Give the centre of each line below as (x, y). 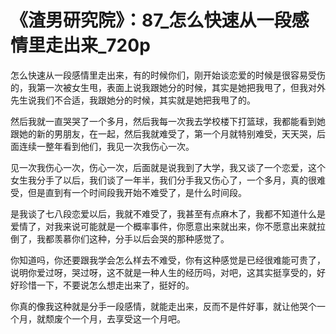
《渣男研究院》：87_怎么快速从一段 (151, 20)
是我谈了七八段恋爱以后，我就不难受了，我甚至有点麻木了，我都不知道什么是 (168, 213)
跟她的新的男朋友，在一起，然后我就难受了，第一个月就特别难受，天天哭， (163, 133)
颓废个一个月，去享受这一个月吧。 (115, 318)
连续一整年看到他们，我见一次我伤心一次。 (106, 146)
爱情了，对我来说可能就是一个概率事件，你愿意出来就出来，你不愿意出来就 (163, 226)
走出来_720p (98, 45)
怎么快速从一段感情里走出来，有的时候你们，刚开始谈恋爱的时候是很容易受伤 (168, 75)
